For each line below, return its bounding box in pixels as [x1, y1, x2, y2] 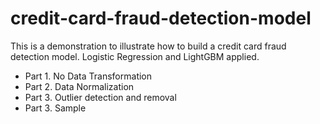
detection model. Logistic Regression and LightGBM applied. [10, 50, 260, 62]
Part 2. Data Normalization [24, 80, 135, 92]
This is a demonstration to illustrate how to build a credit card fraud [10, 40, 287, 52]
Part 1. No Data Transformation [24, 70, 153, 82]
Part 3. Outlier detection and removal [24, 91, 177, 103]
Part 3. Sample [24, 102, 87, 114]
